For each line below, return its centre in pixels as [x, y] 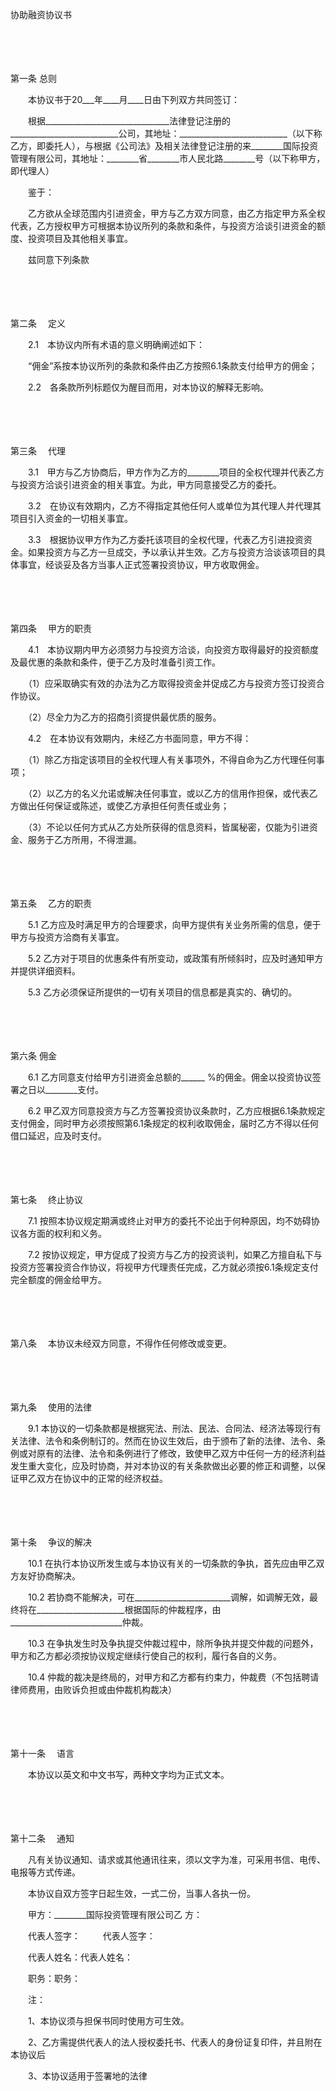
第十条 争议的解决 [51, 1542]
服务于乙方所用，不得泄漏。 [84, 839]
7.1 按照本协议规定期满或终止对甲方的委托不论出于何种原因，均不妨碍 [169, 1221]
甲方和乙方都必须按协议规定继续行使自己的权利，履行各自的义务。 [146, 1656]
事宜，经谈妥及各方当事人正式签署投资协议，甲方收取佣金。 [141, 564]
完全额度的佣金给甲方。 [58, 1279]
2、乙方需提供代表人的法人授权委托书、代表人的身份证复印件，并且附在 [175, 2042]
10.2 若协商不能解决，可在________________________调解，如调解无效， [168, 1597]
